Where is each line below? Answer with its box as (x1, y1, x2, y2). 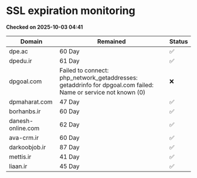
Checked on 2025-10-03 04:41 (6, 23, 83, 30)
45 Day (59, 162, 80, 170)
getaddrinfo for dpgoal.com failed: (59, 81, 154, 89)
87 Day (59, 143, 80, 151)
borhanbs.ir (9, 107, 41, 115)
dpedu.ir (9, 57, 32, 65)
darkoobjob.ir (9, 143, 46, 151)
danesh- (9, 117, 33, 125)
